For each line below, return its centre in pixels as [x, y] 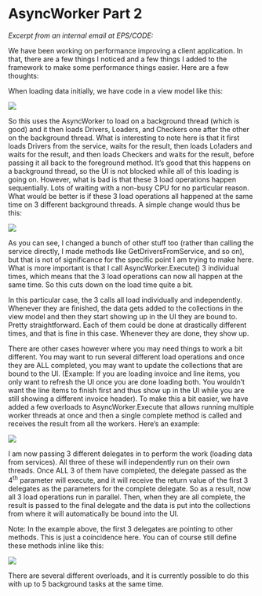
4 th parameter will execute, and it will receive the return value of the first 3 [128, 479]
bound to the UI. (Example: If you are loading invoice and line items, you [124, 373]
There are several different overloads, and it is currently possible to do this [129, 576]
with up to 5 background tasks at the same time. [86, 583]
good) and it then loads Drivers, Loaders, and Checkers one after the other [129, 129]
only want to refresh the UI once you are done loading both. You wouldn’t [127, 381]
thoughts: [24, 75]
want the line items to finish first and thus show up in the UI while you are [126, 390]
